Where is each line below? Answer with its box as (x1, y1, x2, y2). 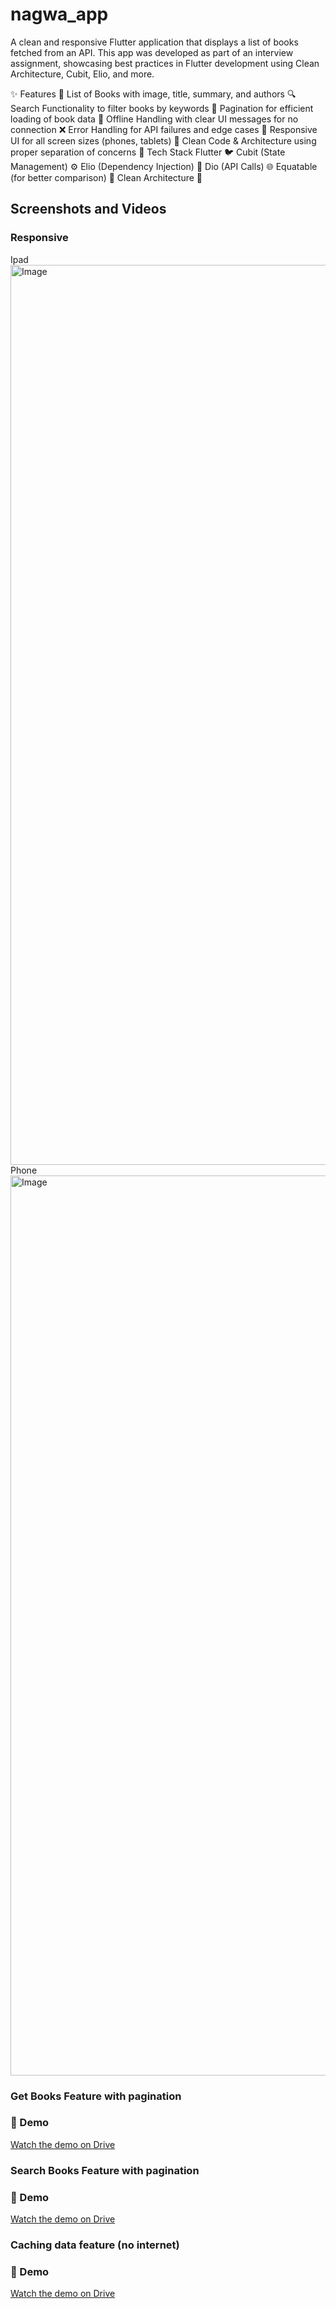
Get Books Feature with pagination (10, 2089, 182, 2103)
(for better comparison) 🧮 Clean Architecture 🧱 (10, 171, 203, 183)
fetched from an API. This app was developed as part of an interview (10, 46, 294, 58)
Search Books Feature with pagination (10, 2163, 200, 2177)
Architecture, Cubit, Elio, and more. (10, 68, 155, 80)
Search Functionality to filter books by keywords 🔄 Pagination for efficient (10, 102, 314, 114)
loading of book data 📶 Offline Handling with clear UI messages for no (10, 113, 299, 125)
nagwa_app (10, 3, 109, 26)
